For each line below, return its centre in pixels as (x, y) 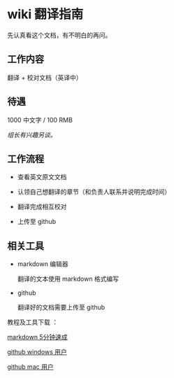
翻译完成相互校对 (42, 206)
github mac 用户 (30, 367)
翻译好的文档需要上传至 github (61, 307)
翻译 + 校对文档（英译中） (45, 77)
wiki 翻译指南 (45, 14)
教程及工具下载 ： (32, 322)
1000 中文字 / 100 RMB (40, 120)
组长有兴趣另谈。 (32, 134)
